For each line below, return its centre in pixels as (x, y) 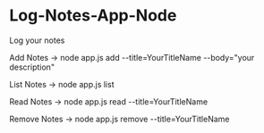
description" (32, 67)
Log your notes (37, 40)
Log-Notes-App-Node (93, 16)
